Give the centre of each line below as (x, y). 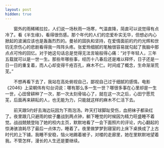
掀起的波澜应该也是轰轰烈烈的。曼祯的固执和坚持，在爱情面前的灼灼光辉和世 (82, 41)
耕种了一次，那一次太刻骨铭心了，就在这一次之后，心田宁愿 (90, 93)
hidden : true (18, 14)
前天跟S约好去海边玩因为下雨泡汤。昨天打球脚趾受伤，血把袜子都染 (81, 110)
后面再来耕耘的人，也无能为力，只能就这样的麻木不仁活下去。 (75, 100)
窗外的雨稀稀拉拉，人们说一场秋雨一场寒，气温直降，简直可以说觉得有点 (86, 28)
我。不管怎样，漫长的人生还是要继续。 (43, 140)
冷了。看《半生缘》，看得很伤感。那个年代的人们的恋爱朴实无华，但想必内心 (81, 35)
